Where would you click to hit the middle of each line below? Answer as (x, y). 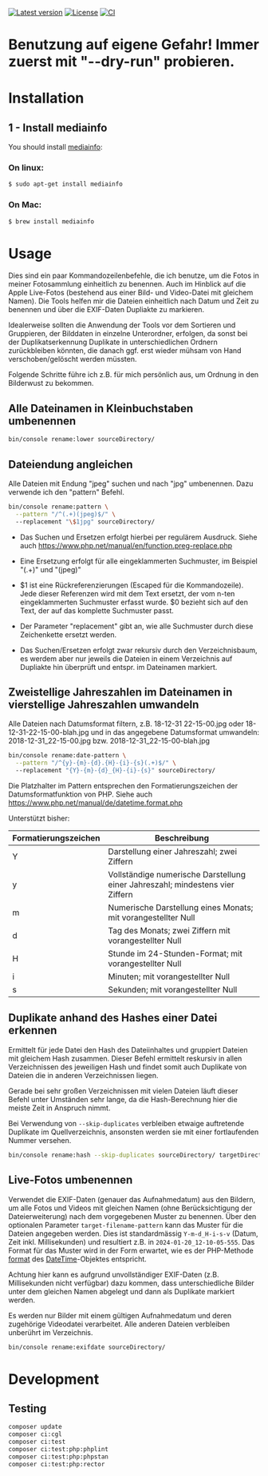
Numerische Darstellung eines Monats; (181, 908)
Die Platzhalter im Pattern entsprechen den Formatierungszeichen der (123, 786)
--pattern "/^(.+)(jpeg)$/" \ (65, 514)
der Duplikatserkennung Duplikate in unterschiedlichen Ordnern (113, 342)
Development (54, 1379)
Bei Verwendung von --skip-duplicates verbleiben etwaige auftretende (126, 1123)
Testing (28, 1408)
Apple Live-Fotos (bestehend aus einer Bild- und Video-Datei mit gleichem (131, 293)
